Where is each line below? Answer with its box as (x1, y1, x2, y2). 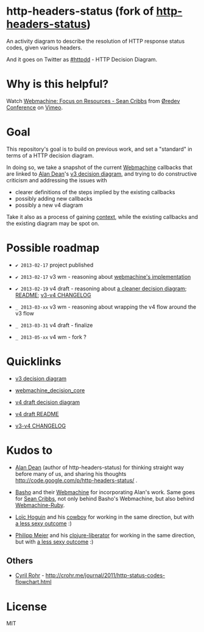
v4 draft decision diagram (15, 398, 80, 406)
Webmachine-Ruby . (15, 501, 65, 509)
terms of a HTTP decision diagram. (6, 151, 94, 159)
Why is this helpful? (6, 77, 109, 91)
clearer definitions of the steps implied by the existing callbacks (15, 188, 175, 196)
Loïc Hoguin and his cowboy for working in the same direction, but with (15, 513, 194, 520)
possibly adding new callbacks (15, 195, 93, 202)
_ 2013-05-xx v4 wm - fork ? (15, 333, 86, 340)
